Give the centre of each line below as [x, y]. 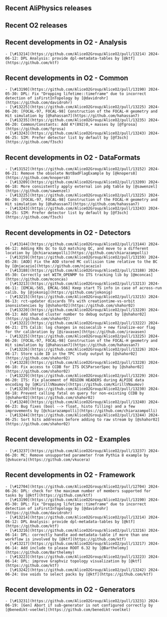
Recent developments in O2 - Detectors [68, 233]
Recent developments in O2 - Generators [70, 590]
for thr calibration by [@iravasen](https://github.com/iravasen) [76, 332]
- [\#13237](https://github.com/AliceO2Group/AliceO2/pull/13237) [76, 451]
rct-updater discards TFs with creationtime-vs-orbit [78, 301]
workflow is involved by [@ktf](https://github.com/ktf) [66, 539]
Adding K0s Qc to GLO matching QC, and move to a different [85, 249]
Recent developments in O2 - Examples [68, 439]
